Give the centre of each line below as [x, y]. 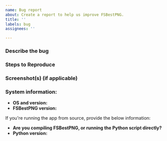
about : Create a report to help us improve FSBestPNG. [65, 15]
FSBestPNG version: [35, 108]
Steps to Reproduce [30, 64]
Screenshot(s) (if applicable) [41, 78]
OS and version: [30, 103]
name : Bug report [24, 10]
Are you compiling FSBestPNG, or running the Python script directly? [87, 128]
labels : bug [18, 24]
